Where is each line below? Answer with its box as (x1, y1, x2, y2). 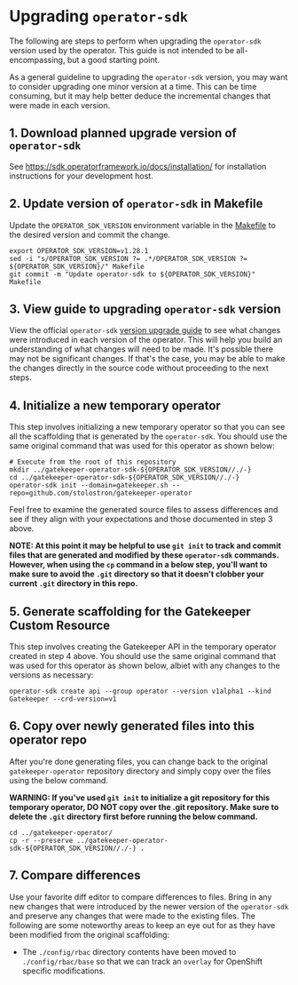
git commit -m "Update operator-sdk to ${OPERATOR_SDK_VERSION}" (9, 269, 255, 279)
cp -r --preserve (9, 836, 74, 845)
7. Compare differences (9, 868, 141, 883)
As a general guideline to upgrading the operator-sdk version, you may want (9, 71, 288, 82)
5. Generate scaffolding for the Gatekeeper (9, 604, 251, 619)
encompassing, (9, 54, 66, 65)
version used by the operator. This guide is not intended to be (9, 44, 235, 55)
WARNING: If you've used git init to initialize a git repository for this (9, 792, 271, 803)
